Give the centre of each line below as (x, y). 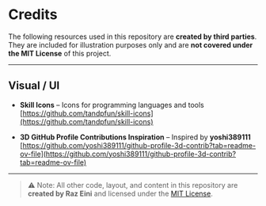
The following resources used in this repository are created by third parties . (133, 36)
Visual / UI (34, 86)
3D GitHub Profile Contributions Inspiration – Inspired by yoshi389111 (135, 137)
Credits (33, 15)
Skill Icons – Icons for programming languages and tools (112, 105)
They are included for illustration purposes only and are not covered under (131, 44)
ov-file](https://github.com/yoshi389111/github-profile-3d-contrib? (127, 154)
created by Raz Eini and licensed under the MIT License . (120, 193)
